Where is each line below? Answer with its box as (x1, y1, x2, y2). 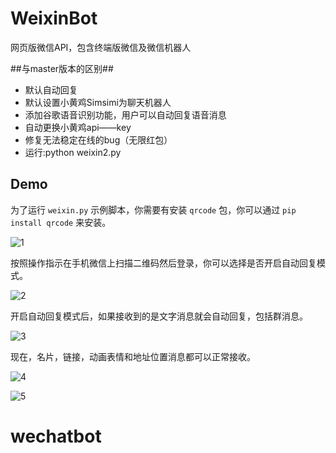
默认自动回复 (24, 83, 78, 96)
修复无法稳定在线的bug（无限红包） (24, 133, 173, 146)
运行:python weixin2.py (24, 146, 122, 158)
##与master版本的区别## (10, 62, 114, 74)
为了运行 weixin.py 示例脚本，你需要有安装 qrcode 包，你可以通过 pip (10, 203, 297, 216)
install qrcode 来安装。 (10, 216, 112, 228)
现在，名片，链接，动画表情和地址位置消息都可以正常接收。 (10, 350, 256, 362)
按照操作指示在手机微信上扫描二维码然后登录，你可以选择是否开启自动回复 (10, 257, 317, 269)
